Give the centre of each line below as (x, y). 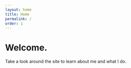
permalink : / (18, 19)
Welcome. (26, 48)
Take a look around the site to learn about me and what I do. (66, 62)
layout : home (18, 10)
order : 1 (14, 23)
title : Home (17, 14)
